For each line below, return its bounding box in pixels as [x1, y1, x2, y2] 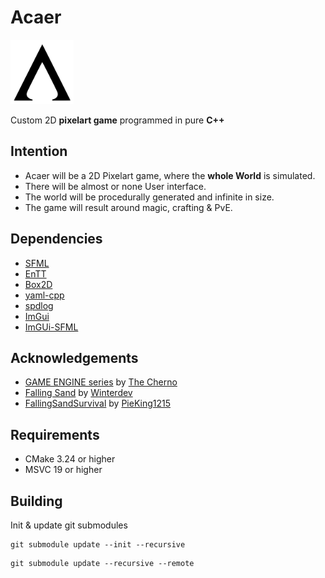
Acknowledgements [10, 350, 139, 367]
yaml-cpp [24, 289, 65, 301]
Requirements [10, 426, 100, 443]
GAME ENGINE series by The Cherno [24, 376, 178, 388]
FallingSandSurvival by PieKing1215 [24, 397, 172, 410]
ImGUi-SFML [24, 321, 79, 333]
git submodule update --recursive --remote [10, 559, 195, 569]
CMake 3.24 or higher [24, 453, 116, 465]
